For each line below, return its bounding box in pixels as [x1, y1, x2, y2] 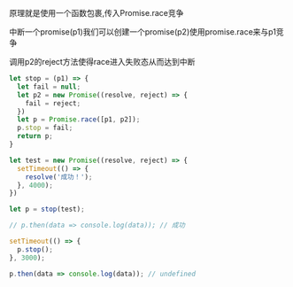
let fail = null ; [17, 82, 81, 91]
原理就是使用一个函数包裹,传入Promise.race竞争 [9, 8, 184, 18]
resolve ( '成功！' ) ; [25, 172, 93, 182]
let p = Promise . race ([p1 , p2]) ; [17, 115, 141, 124]
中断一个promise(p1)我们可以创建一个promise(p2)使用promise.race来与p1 [9, 27, 277, 37]
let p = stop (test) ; [9, 205, 86, 214]
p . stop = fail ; [17, 123, 73, 133]
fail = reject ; [25, 98, 81, 108]
